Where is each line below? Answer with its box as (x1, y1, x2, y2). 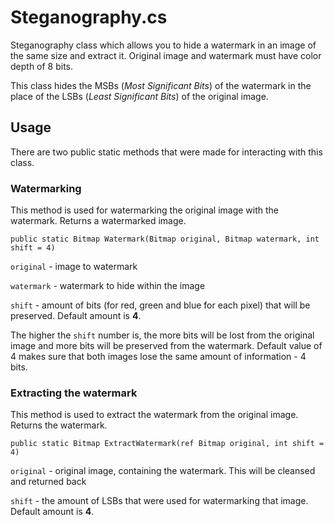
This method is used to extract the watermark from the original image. (10, 409, 299, 421)
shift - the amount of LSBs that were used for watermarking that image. (10, 495, 309, 507)
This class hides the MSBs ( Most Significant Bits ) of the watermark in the (10, 79, 312, 91)
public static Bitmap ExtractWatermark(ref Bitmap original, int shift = (10, 439, 325, 449)
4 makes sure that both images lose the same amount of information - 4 (10, 351, 307, 363)
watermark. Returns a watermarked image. (10, 215, 187, 227)
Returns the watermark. (10, 419, 108, 431)
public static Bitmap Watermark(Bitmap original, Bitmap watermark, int (10, 234, 320, 245)
